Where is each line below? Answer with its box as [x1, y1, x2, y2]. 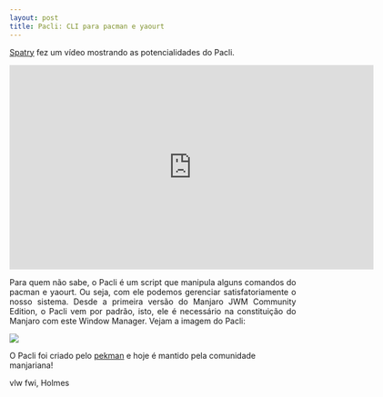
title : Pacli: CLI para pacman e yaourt [9, 22, 166, 31]
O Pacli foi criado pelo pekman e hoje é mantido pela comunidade [9, 350, 257, 361]
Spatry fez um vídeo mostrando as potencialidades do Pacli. [9, 46, 235, 57]
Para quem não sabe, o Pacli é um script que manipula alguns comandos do [9, 276, 297, 287]
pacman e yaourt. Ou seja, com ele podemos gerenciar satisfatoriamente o [9, 286, 297, 297]
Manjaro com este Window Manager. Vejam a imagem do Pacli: [9, 315, 246, 326]
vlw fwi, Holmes [9, 377, 70, 388]
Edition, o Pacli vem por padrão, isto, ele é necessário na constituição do [9, 305, 297, 316]
